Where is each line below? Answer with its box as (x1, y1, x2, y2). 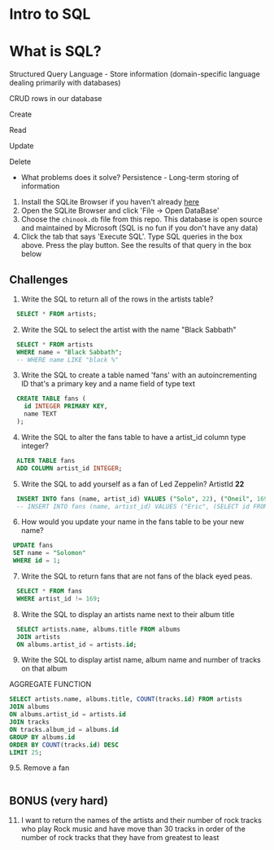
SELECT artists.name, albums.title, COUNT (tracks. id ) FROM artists (9, 695, 243, 703)
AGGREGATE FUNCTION (9, 680, 92, 689)
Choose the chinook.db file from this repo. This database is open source (20, 214, 263, 224)
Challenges (9, 272, 68, 286)
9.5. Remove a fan (9, 763, 70, 773)
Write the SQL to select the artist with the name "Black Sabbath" (20, 324, 237, 334)
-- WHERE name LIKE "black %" (16, 355, 119, 363)
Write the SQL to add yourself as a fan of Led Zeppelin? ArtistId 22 (20, 478, 245, 489)
